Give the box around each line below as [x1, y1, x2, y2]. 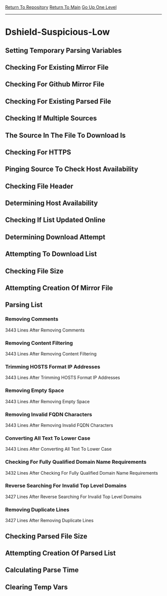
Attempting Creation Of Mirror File [5, 284, 113, 293]
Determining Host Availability [5, 199, 98, 208]
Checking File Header [5, 182, 74, 190]
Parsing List [5, 300, 43, 309]
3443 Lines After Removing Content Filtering [5, 351, 97, 357]
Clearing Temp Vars [5, 583, 68, 591]
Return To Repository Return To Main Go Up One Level [5, 4, 117, 10]
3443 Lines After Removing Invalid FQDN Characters [5, 422, 113, 428]
